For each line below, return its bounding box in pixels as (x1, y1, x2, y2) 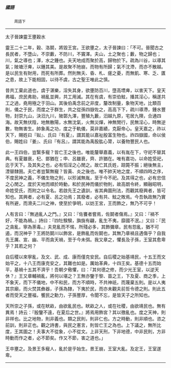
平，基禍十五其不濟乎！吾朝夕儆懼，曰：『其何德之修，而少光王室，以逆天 (5, 266, 159, 273)
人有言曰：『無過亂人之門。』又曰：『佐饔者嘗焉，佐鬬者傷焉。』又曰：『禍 (5, 211, 155, 217)
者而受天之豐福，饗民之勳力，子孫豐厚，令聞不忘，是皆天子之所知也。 (5, 292, 153, 298)
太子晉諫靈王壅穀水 (5, 33, 46, 40)
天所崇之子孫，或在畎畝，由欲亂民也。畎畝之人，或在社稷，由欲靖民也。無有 (5, 303, 166, 309)
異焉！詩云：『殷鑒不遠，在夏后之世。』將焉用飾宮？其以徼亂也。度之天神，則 (5, 309, 166, 315)
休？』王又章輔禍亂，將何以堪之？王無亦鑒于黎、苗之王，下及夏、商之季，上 (5, 273, 166, 279)
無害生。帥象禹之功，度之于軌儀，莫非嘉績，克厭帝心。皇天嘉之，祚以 (18, 125, 166, 132)
